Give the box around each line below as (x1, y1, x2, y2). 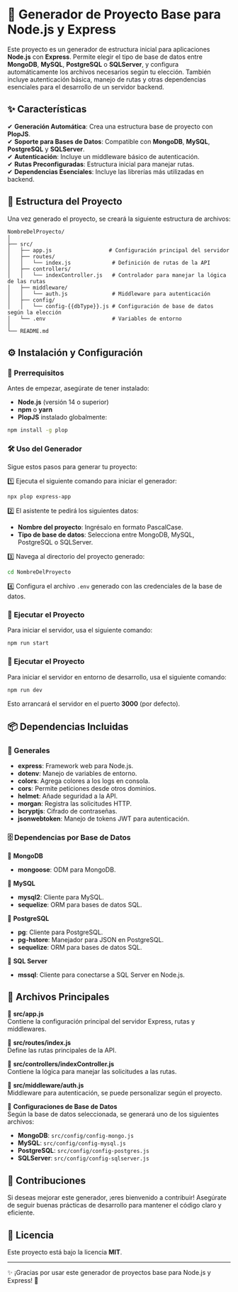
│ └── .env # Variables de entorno (7, 315, 182, 322)
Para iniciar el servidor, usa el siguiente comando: (7, 626, 153, 635)
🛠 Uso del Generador (7, 444, 83, 454)
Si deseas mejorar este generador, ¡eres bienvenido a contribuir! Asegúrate (7, 1193, 227, 1202)
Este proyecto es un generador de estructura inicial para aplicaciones (7, 45, 210, 53)
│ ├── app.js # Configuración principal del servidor (7, 246, 230, 254)
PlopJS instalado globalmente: (17, 413, 108, 422)
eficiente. (7, 1208, 35, 1217)
